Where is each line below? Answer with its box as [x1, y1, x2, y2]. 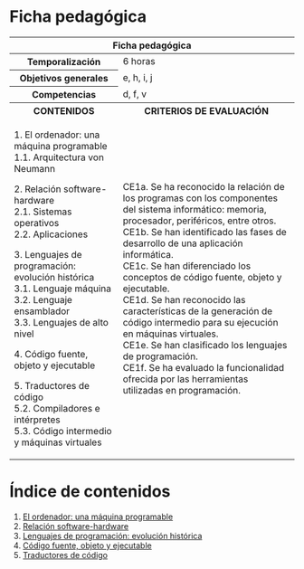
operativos [14, 216, 60, 229]
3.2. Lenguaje [14, 293, 72, 306]
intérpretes [14, 413, 61, 426]
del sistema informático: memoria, [122, 203, 267, 215]
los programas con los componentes [122, 192, 279, 204]
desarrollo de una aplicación [122, 237, 243, 250]
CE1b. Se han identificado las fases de [122, 225, 287, 238]
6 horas [122, 55, 156, 68]
